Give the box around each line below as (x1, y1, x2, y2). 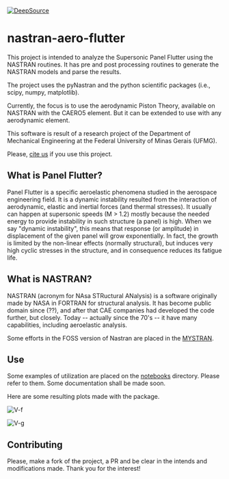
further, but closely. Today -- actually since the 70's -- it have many (7, 313, 198, 321)
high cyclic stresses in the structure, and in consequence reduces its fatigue (7, 246, 222, 254)
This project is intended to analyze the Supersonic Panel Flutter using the (7, 53, 213, 61)
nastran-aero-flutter (7, 31, 125, 46)
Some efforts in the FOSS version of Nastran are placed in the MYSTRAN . (7, 334, 214, 342)
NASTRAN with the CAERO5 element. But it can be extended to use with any (7, 108, 222, 116)
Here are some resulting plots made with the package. (7, 393, 160, 401)
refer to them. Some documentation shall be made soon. (7, 379, 166, 387)
